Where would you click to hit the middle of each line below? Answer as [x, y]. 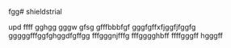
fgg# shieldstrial [35, 12]
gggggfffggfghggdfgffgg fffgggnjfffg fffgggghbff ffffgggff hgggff [116, 36]
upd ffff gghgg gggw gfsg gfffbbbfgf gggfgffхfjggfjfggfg [102, 27]
